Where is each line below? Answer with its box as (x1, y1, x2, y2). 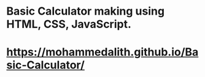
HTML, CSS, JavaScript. (6, 17, 132, 31)
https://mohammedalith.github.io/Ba (6, 45, 199, 59)
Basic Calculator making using (6, 4, 164, 18)
